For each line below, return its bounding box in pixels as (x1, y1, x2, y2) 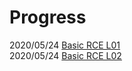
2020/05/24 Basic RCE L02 (9, 49, 122, 61)
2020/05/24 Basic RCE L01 (9, 39, 121, 51)
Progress (9, 6, 87, 29)
